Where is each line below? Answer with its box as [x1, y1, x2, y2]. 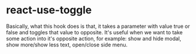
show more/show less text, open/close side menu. [6, 41, 128, 48]
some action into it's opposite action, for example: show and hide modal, [6, 35, 182, 42]
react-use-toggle [6, 3, 92, 17]
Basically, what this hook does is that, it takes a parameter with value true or [6, 23, 190, 30]
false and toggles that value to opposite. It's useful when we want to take [6, 28, 183, 35]
